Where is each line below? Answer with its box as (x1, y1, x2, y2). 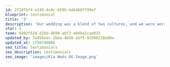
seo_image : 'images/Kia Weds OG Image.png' (5, 54, 99, 59)
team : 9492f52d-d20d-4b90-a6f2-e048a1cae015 (5, 31, 101, 36)
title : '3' (5, 17, 28, 22)
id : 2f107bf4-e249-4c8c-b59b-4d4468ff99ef (5, 7, 96, 13)
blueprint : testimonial (5, 12, 56, 17)
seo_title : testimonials (5, 45, 58, 50)
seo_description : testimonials (5, 49, 71, 54)
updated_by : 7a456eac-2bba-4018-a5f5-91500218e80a (5, 36, 114, 41)
